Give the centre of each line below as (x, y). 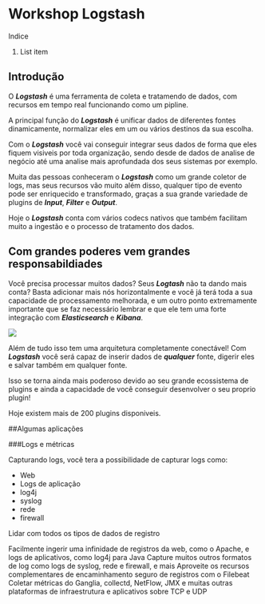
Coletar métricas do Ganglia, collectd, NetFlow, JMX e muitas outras (121, 582)
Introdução (36, 77)
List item (34, 51)
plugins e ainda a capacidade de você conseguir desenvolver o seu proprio (132, 389)
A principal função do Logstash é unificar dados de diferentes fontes (122, 120)
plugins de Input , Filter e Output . (63, 202)
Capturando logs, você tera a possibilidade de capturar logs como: (118, 459)
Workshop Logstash (77, 14)
